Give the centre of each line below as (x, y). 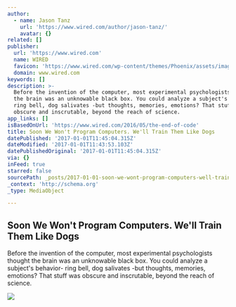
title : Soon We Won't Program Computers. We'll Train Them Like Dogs (111, 132)
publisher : (23, 46)
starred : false (29, 171)
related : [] (25, 40)
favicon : (26, 66)
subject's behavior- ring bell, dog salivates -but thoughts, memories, (106, 268)
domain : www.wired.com (47, 73)
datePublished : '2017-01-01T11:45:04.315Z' (72, 138)
